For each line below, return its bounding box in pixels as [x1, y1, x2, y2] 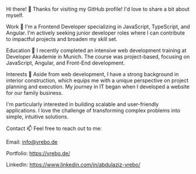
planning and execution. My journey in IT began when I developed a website [6, 83, 190, 90]
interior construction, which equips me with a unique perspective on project [6, 77, 189, 84]
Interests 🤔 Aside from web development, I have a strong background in [6, 71, 179, 77]
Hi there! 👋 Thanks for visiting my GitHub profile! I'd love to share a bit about [6, 6, 190, 12]
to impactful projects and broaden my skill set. [6, 36, 118, 42]
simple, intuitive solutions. [6, 113, 69, 120]
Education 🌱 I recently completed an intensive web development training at [6, 47, 187, 54]
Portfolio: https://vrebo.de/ [6, 150, 70, 156]
